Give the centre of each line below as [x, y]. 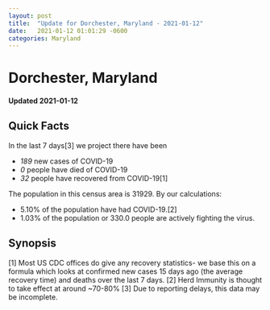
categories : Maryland [45, 38]
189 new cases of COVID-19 [66, 161]
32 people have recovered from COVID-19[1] [94, 178]
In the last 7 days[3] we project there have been [88, 145]
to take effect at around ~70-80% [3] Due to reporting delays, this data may [134, 288]
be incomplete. [33, 297]
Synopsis [32, 244]
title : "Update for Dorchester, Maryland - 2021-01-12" [106, 23]
